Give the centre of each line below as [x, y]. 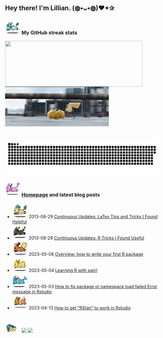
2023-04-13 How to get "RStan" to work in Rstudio [80, 308]
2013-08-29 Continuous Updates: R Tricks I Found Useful [86, 238]
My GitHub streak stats [49, 33]
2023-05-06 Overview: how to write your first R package [86, 254]
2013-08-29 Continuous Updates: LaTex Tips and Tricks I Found [93, 216]
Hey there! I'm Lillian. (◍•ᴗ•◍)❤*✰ [60, 8]
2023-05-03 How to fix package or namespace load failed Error [93, 286]
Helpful [20, 222]
